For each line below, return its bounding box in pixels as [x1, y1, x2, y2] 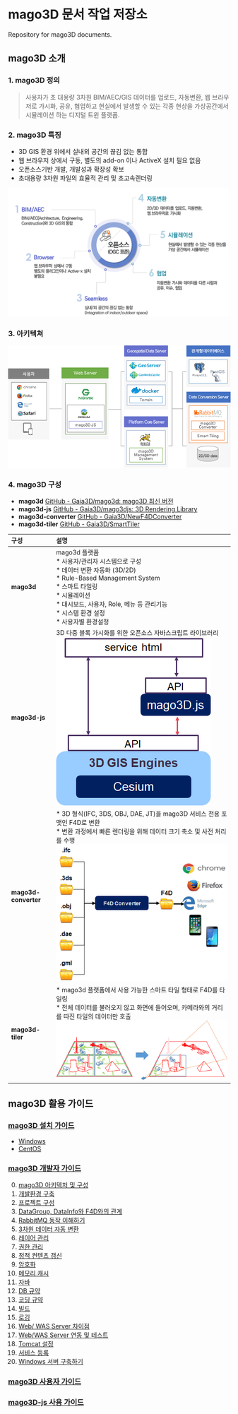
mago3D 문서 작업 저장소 [8, 6, 148, 23]
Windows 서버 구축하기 [18, 1357, 83, 1366]
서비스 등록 [18, 1348, 49, 1357]
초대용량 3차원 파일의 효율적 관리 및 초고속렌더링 [18, 174, 153, 182]
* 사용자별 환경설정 [56, 617, 109, 626]
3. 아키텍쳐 [8, 328, 44, 338]
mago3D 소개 [8, 52, 66, 64]
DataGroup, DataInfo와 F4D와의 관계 [18, 1207, 123, 1216]
